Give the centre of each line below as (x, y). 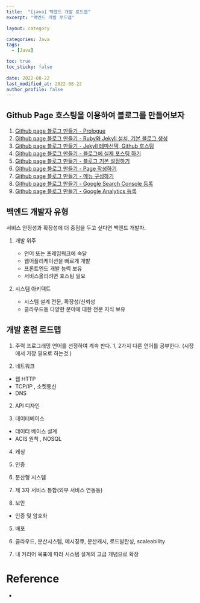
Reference (33, 579)
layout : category (28, 28)
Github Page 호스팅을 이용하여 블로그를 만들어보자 (95, 115)
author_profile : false (35, 89)
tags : (13, 45)
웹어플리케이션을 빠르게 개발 (57, 260)
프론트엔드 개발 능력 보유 (53, 268)
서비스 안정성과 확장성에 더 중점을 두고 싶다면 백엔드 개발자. (76, 227)
